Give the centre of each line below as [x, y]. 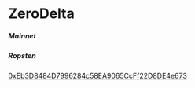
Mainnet [22, 35]
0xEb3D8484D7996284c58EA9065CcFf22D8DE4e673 [97, 75]
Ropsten [22, 56]
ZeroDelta [41, 14]
